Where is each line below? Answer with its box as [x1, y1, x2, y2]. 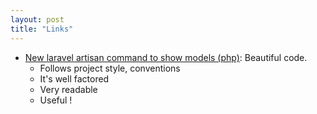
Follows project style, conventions [39, 62, 181, 74]
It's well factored [39, 72, 110, 85]
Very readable [39, 83, 98, 95]
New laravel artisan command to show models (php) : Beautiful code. [24, 51, 308, 63]
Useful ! [39, 94, 73, 106]
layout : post [10, 14, 65, 25]
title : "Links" [10, 24, 74, 34]
